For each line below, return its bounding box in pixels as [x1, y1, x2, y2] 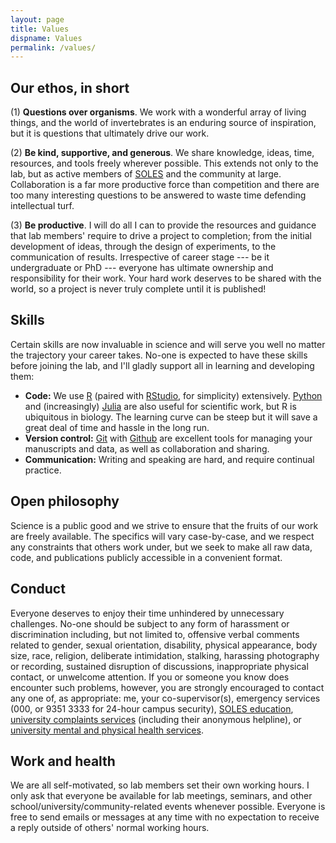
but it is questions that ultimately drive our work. [10, 127, 210, 140]
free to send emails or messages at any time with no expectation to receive [10, 811, 320, 823]
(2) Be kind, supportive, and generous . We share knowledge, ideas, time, [10, 147, 315, 159]
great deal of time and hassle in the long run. [24, 421, 210, 433]
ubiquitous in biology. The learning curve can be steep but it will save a [24, 411, 318, 423]
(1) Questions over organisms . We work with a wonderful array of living [10, 106, 307, 118]
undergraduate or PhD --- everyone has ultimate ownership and [10, 262, 274, 274]
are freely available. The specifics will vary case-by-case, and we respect [10, 530, 315, 542]
